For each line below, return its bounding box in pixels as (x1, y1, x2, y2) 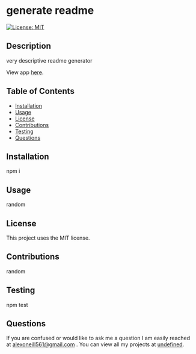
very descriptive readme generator (6, 57, 93, 64)
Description (6, 41, 51, 51)
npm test (6, 301, 28, 308)
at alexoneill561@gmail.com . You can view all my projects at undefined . (6, 341, 185, 348)
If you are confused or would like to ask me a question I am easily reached (6, 335, 191, 342)
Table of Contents (6, 86, 75, 96)
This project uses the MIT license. (6, 234, 90, 241)
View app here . (6, 69, 44, 76)
